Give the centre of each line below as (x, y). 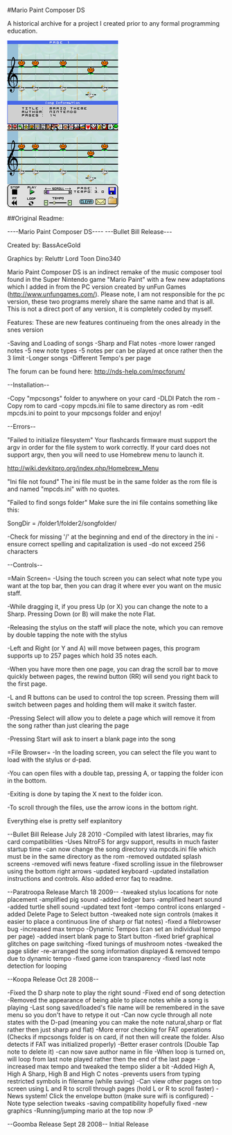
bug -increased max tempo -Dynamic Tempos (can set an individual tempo (114, 929)
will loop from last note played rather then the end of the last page (101, 1059)
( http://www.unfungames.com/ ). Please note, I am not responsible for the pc (116, 294)
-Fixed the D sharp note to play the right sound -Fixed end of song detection (116, 993)
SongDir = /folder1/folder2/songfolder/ (62, 523)
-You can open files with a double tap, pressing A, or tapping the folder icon (115, 773)
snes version (25, 330)
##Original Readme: (36, 218)
